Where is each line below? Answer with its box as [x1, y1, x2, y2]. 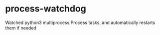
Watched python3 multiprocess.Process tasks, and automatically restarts [5, 19, 156, 25]
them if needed [5, 24, 36, 30]
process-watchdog [5, 3, 86, 14]
